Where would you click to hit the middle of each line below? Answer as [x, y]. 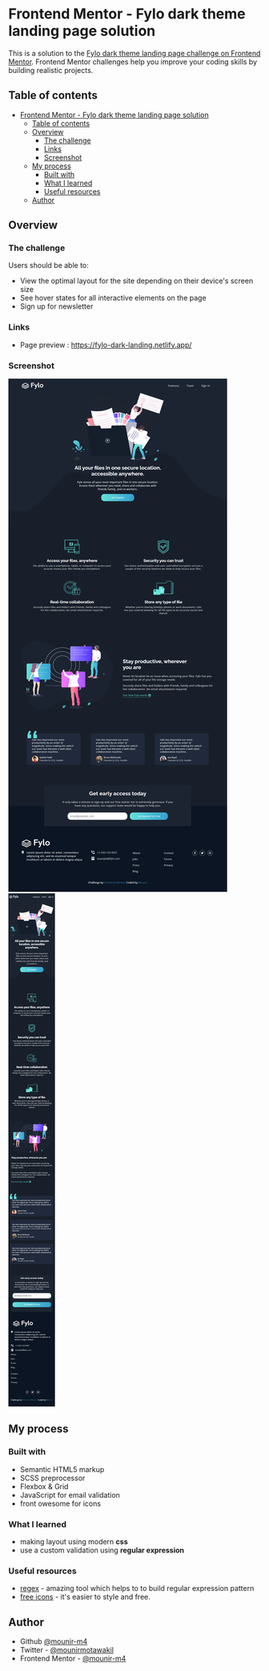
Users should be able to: [49, 265]
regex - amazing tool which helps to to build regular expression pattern [137, 1588]
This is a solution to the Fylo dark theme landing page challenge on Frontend [134, 53]
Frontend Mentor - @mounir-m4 [73, 1659]
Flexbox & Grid [44, 1486]
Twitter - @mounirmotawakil [67, 1650]
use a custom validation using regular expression [102, 1550]
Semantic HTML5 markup [62, 1469]
